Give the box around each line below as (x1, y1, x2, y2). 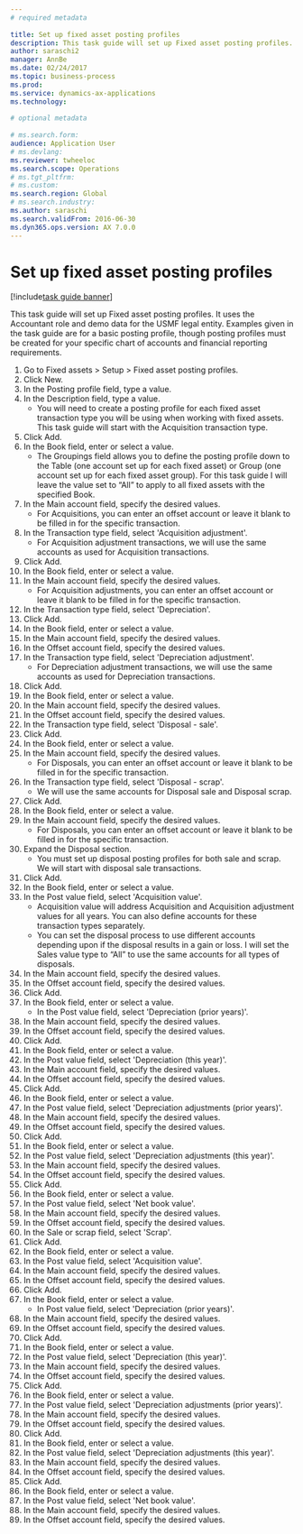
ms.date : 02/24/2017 (10, 64, 88, 73)
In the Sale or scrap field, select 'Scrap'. (23, 1227, 172, 1238)
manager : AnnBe (10, 55, 68, 64)
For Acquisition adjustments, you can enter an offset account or (36, 585, 274, 596)
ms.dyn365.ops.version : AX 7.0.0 (10, 223, 136, 232)
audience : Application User (10, 139, 116, 148)
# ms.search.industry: (10, 197, 96, 207)
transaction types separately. (36, 921, 145, 932)
